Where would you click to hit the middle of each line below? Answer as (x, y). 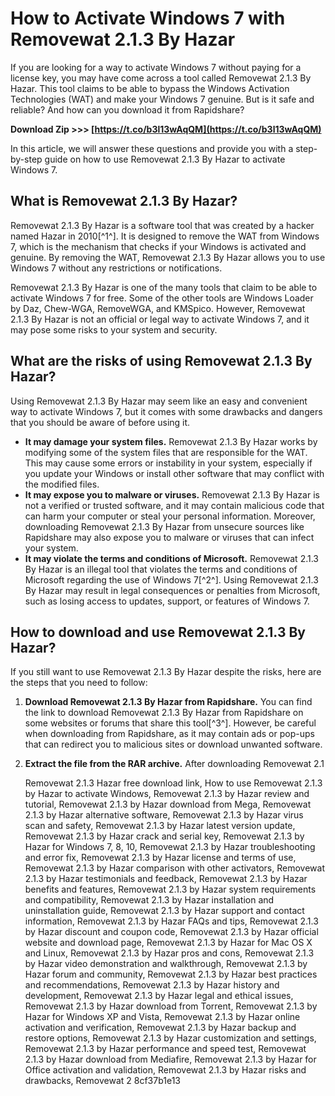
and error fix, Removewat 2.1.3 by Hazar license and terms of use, (160, 858)
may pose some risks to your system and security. (114, 329)
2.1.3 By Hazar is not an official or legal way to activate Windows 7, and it (160, 319)
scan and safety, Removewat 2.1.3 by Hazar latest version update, (160, 826)
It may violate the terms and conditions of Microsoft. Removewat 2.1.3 (171, 558)
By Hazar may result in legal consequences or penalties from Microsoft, (172, 590)
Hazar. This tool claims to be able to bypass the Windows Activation (150, 88)
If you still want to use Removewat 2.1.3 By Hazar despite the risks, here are (166, 672)
